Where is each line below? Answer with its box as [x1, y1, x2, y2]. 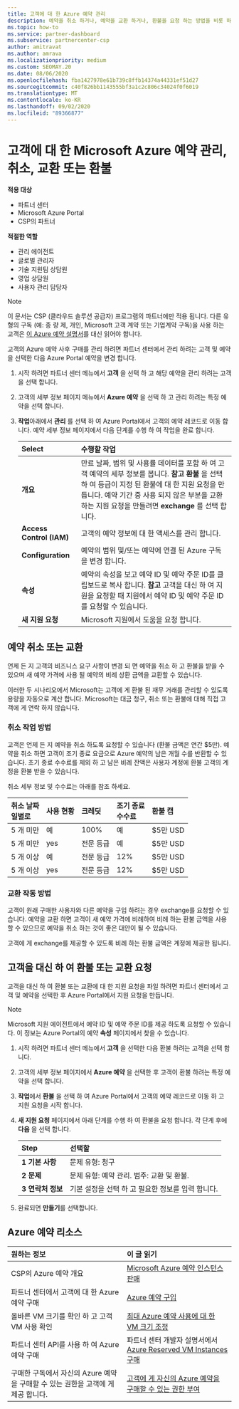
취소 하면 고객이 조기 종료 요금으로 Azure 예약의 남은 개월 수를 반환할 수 [20, 749, 220, 758]
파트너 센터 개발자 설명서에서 [127, 1335, 218, 1345]
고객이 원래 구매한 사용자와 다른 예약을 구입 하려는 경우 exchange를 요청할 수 [7, 906, 222, 915]
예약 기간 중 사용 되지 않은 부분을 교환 [104, 490, 223, 500]
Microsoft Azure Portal [17, 208, 84, 217]
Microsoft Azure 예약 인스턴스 [127, 1263, 224, 1273]
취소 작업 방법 [7, 723, 52, 733]
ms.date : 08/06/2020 [7, 70, 69, 77]
